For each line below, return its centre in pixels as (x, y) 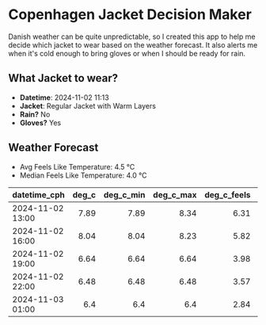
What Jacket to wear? (63, 78)
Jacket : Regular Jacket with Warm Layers (88, 105)
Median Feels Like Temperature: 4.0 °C (83, 175)
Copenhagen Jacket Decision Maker (130, 15)
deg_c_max (175, 194)
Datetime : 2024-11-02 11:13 (64, 97)
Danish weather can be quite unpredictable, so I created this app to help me (132, 36)
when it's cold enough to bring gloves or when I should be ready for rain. (127, 53)
